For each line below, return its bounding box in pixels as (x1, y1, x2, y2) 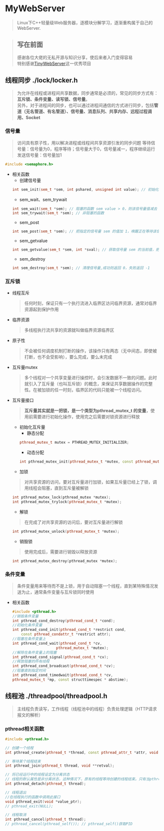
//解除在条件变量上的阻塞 (12, 650, 57, 655)
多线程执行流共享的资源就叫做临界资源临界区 (24, 327, 115, 333)
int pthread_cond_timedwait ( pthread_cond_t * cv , (12, 673, 113, 678)
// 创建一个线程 (5, 745, 34, 750)
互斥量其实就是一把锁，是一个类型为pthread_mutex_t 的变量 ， (24, 408, 151, 414)
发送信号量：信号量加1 (17, 152, 62, 158)
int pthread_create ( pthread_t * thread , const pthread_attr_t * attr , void (5, 750, 159, 755)
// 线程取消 (5, 812, 27, 817)
